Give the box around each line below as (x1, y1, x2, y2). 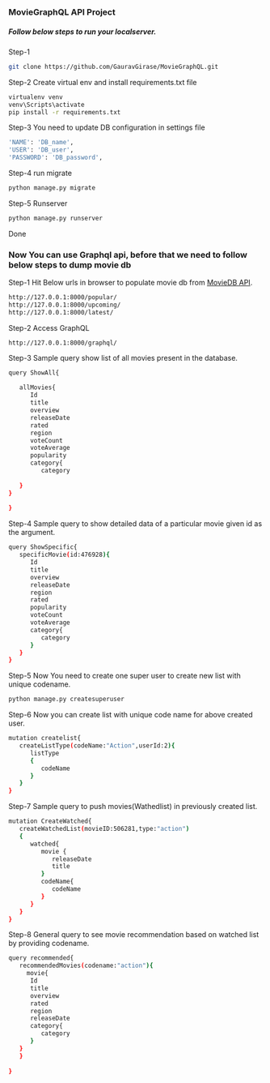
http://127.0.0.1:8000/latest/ (8, 308, 114, 316)
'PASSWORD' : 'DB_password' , (8, 153, 103, 162)
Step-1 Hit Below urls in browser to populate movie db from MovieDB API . (8, 278, 253, 288)
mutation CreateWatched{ (8, 817, 92, 825)
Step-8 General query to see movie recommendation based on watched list (8, 930, 259, 940)
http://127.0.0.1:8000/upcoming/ (8, 301, 121, 309)
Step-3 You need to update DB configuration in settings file (8, 122, 205, 132)
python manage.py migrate (8, 184, 95, 192)
